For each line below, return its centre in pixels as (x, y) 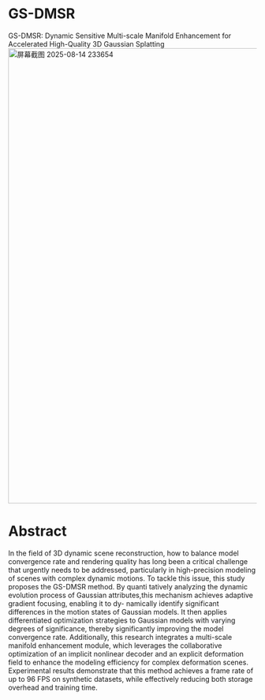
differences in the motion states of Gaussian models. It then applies (118, 612)
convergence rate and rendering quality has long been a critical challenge (128, 561)
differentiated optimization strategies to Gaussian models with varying (122, 620)
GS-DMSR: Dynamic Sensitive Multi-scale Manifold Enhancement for (120, 36)
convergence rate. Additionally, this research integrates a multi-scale (120, 637)
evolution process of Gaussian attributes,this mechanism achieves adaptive (131, 595)
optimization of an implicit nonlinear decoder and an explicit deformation (126, 653)
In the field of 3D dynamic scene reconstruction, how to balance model (123, 553)
